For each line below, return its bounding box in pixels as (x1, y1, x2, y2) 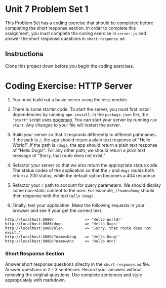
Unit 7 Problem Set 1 (5, 3, 89, 15)
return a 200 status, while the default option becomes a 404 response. (12, 172, 157, 178)
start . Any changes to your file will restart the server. (12, 122, 121, 128)
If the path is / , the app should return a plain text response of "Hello (12, 137, 151, 143)
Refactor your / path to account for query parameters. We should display (12, 182, 161, 188)
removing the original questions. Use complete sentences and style (5, 272, 142, 278)
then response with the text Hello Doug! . (12, 193, 95, 199)
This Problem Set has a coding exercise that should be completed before (5, 20, 154, 26)
